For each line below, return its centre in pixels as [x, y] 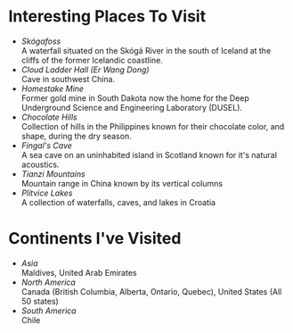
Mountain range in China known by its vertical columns [122, 183]
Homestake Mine [53, 88]
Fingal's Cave [47, 146]
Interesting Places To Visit [107, 17]
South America [49, 311]
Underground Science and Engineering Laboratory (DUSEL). [131, 107]
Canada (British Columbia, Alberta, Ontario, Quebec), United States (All [151, 291]
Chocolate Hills [49, 117]
